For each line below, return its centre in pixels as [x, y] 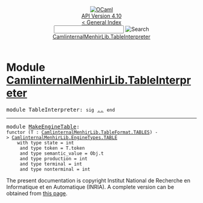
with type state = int [46, 143]
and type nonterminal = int [55, 169]
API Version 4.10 [101, 16]
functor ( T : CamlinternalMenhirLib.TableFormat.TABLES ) [79, 132]
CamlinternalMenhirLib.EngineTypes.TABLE [65, 137]
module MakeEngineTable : [43, 127]
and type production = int [53, 159]
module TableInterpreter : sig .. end [61, 109]
